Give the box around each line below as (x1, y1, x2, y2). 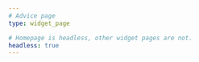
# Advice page (8, 11, 56, 20)
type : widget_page (8, 19, 70, 27)
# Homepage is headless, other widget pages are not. (8, 34, 193, 42)
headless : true (8, 41, 60, 49)
